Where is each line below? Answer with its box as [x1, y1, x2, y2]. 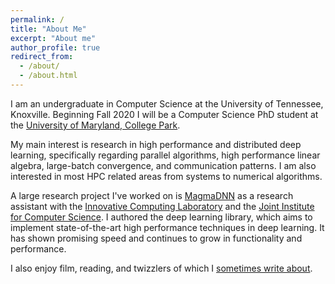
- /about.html [19, 71, 78, 81]
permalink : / [10, 14, 65, 25]
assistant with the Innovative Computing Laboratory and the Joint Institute [10, 200, 315, 212]
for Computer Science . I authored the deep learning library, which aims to [10, 211, 313, 223]
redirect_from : [10, 52, 74, 62]
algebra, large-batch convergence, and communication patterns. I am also [10, 159, 317, 171]
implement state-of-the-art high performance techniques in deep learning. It [10, 221, 325, 233]
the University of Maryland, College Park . [10, 119, 181, 131]
